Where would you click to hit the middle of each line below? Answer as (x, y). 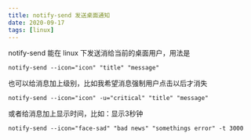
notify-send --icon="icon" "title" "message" (84, 68)
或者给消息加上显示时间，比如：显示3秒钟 (76, 113)
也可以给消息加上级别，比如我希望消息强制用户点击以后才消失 (108, 84)
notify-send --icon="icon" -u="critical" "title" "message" (109, 99)
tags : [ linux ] (31, 30)
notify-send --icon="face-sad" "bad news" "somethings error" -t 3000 (126, 129)
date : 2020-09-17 (36, 23)
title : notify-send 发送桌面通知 (59, 15)
